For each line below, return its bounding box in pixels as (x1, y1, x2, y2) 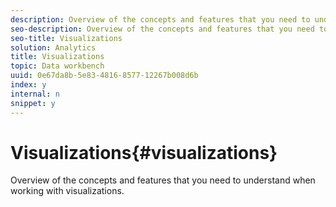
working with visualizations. (10, 185, 125, 197)
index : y (10, 80, 47, 90)
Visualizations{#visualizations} (10, 141, 278, 164)
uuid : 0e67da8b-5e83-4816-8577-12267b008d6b (10, 71, 199, 81)
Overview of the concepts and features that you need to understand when (10, 174, 316, 186)
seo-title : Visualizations (10, 33, 123, 43)
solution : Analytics (10, 42, 97, 53)
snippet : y (10, 98, 56, 108)
